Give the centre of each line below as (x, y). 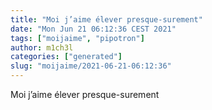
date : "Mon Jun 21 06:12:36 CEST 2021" (93, 29)
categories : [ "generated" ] (66, 57)
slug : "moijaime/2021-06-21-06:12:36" (91, 66)
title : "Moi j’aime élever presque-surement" (106, 19)
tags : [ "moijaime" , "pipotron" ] (77, 38)
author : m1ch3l (42, 47)
